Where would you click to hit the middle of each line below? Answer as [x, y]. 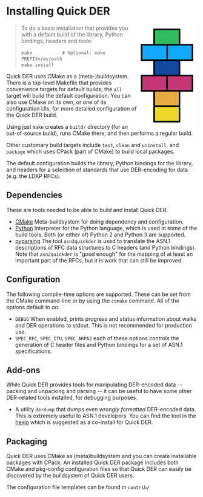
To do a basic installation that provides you [75, 28]
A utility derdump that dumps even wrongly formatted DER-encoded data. [105, 410]
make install [38, 65]
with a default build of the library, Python [72, 34]
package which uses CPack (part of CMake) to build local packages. [90, 151]
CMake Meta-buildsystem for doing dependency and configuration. [99, 221]
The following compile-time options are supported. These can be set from [98, 294]
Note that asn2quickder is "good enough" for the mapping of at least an [104, 254]
